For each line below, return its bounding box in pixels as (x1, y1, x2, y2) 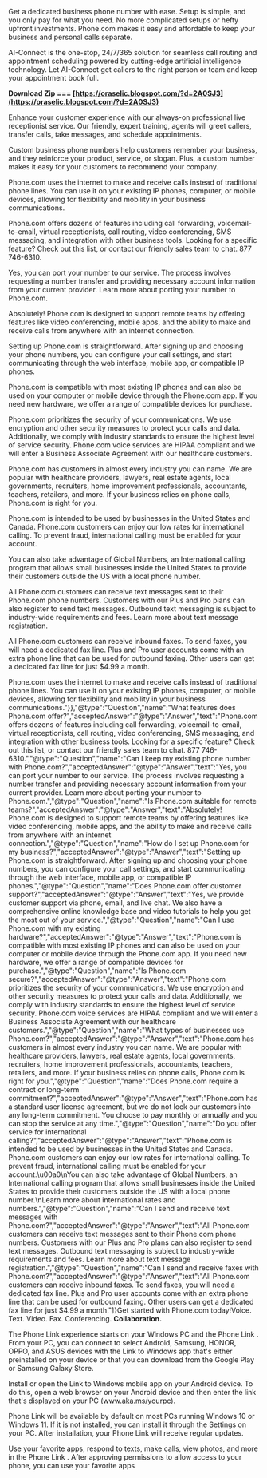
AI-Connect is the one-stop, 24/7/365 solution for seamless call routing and (8, 48, 257, 57)
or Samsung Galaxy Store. (8, 1364, 94, 1373)
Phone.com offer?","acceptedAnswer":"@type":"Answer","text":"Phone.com (8, 711, 258, 721)
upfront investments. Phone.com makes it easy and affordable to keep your (8, 24, 256, 33)
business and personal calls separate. (8, 32, 133, 42)
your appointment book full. (8, 74, 100, 82)
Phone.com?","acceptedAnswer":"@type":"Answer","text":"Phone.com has (8, 1034, 255, 1043)
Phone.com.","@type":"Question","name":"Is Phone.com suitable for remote (8, 797, 257, 805)
